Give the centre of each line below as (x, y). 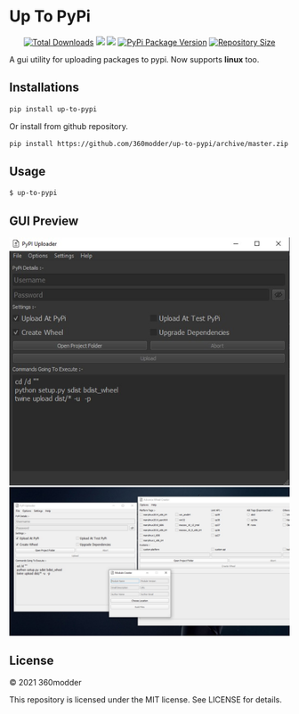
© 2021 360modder (45, 682)
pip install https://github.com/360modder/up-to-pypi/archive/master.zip (149, 144)
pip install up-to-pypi (53, 109)
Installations (44, 88)
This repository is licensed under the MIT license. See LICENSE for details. (145, 699)
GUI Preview (44, 221)
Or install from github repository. (69, 126)
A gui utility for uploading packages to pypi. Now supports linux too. (134, 59)
